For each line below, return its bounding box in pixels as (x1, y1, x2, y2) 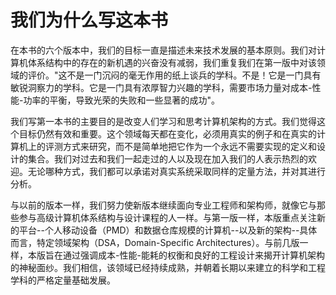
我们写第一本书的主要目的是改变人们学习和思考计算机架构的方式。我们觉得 (10, 115, 317, 127)
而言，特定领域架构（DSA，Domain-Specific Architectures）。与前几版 (10, 236, 300, 248)
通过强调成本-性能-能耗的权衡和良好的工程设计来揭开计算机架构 (62, 249, 325, 261)
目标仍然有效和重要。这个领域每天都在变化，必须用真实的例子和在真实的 (18, 127, 317, 140)
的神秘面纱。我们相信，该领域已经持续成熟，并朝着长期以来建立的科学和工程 (10, 261, 326, 273)
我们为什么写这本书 (10, 9, 169, 32)
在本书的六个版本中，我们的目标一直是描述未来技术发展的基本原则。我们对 (10, 44, 317, 56)
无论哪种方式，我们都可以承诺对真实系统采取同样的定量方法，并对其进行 (27, 165, 326, 177)
